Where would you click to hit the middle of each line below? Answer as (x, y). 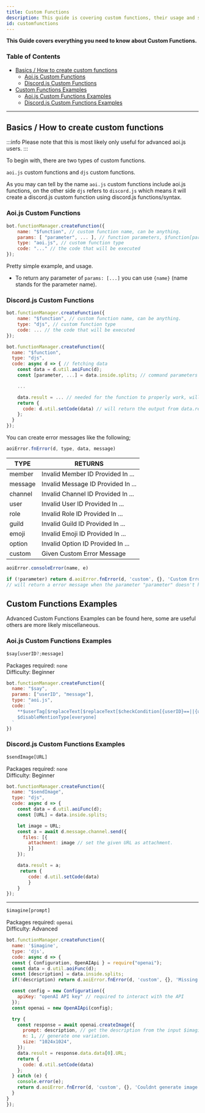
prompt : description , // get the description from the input (102, 1030)
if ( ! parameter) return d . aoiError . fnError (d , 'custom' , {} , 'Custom (97, 579)
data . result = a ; (39, 866)
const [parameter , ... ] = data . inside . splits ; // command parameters (108, 375)
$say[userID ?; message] (35, 654)
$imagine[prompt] (28, 911)
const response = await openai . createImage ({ (76, 1025)
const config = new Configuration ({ (58, 991)
